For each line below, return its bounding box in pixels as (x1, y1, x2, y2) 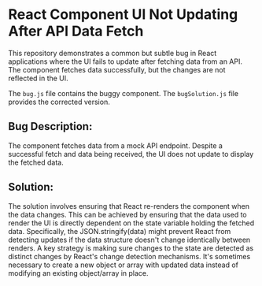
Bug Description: (8, 120, 93, 133)
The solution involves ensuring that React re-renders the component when (8, 201, 250, 210)
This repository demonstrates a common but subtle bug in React (8, 48, 217, 58)
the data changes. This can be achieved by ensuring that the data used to (8, 210, 248, 219)
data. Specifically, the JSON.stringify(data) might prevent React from (8, 226, 231, 236)
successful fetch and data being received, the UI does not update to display (8, 149, 254, 158)
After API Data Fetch (8, 22, 144, 40)
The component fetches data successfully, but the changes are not (8, 65, 226, 74)
